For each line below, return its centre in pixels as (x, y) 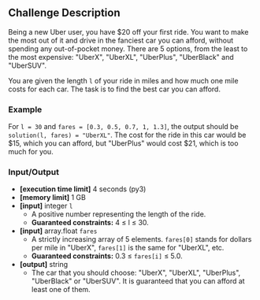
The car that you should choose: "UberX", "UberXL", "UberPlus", (136, 273)
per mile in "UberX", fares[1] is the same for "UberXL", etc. (128, 248)
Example (25, 109)
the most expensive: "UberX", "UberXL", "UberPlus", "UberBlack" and (121, 57)
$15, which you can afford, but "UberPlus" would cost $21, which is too (123, 143)
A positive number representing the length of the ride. (119, 214)
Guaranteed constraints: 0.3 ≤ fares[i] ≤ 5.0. (107, 256)
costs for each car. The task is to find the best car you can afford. (114, 89)
